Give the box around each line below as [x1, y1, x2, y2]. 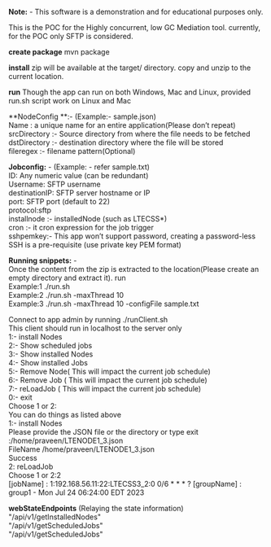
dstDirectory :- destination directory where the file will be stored [8, 138, 224, 147]
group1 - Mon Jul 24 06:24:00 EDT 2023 [8, 488, 145, 497]
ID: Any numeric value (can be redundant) [8, 171, 149, 180]
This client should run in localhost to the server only [8, 323, 182, 333]
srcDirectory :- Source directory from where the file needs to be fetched [8, 129, 251, 138]
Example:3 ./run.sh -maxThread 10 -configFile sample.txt [8, 299, 199, 309]
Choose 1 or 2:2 [8, 470, 62, 479]
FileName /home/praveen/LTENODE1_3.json [8, 444, 155, 454]
